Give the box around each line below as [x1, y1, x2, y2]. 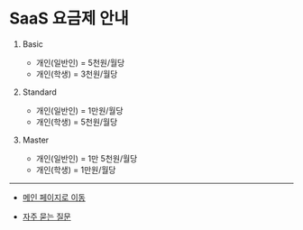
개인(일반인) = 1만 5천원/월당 [35, 152, 138, 163]
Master [22, 134, 50, 145]
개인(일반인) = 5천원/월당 [35, 57, 125, 68]
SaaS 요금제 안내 [9, 8, 129, 29]
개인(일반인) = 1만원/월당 [35, 105, 124, 115]
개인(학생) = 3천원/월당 [35, 69, 118, 79]
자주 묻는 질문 [22, 211, 71, 222]
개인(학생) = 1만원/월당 [35, 164, 116, 175]
